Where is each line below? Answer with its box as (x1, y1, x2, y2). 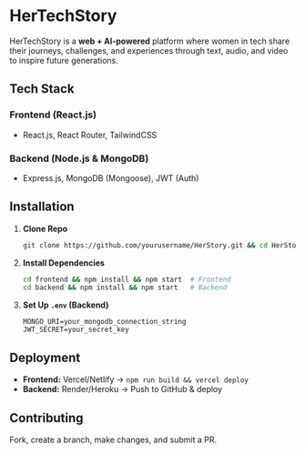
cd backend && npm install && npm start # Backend (22, 283, 228, 292)
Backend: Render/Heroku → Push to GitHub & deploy (22, 384, 223, 395)
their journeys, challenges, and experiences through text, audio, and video (9, 45, 289, 55)
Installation (9, 199, 75, 215)
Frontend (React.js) (9, 108, 97, 121)
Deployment (9, 349, 81, 365)
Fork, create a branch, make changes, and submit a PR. (9, 434, 217, 445)
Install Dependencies (22, 257, 105, 268)
